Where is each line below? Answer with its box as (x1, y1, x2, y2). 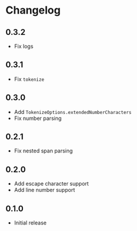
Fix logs (14, 43, 34, 50)
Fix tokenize (14, 75, 45, 83)
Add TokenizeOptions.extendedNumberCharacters (14, 108, 132, 115)
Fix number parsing (14, 115, 62, 122)
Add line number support (14, 187, 75, 194)
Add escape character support (14, 180, 89, 187)
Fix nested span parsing (14, 147, 73, 154)
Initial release (14, 219, 47, 226)
